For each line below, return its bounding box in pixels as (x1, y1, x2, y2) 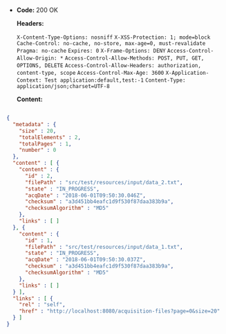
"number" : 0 (19, 147, 57, 154)
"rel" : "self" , (19, 301, 66, 308)
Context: (16, 77, 42, 84)
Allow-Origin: (16, 55, 57, 62)
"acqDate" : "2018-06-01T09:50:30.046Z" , (24, 192, 147, 199)
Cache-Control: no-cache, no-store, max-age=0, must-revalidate (16, 40, 206, 47)
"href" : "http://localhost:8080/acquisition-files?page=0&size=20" (19, 308, 220, 315)
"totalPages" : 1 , (19, 140, 72, 148)
